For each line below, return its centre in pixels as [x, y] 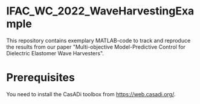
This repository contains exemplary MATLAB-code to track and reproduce [98, 40]
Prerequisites [41, 78]
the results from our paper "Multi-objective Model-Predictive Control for [96, 47]
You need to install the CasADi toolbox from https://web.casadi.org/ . [91, 94]
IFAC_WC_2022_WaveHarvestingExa [100, 11]
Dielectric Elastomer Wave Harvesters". [55, 53]
